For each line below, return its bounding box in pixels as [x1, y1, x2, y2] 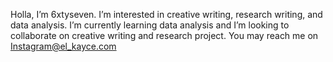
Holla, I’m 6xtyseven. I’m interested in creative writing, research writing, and [10, 9, 323, 20]
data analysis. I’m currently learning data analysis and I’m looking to [10, 19, 290, 31]
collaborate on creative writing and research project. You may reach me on [10, 30, 319, 41]
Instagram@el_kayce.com [10, 40, 117, 52]
